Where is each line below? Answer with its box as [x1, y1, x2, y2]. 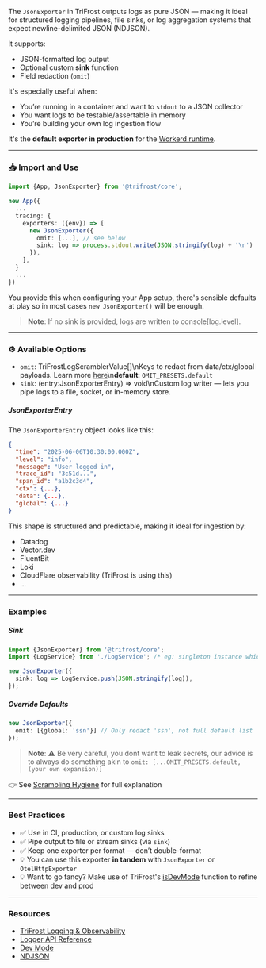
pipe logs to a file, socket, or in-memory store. [19, 386, 172, 396]
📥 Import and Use [8, 162, 79, 173]
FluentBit [19, 553, 49, 563]
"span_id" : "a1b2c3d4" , [15, 478, 93, 486]
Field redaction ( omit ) [19, 71, 90, 80]
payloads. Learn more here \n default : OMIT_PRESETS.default [19, 370, 214, 379]
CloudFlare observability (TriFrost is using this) [19, 570, 173, 580]
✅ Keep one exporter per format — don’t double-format [19, 845, 202, 855]
